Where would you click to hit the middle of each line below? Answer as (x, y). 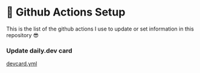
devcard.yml (22, 64)
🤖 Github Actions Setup (66, 12)
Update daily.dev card (39, 50)
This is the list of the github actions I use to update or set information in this (100, 29)
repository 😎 (23, 35)
